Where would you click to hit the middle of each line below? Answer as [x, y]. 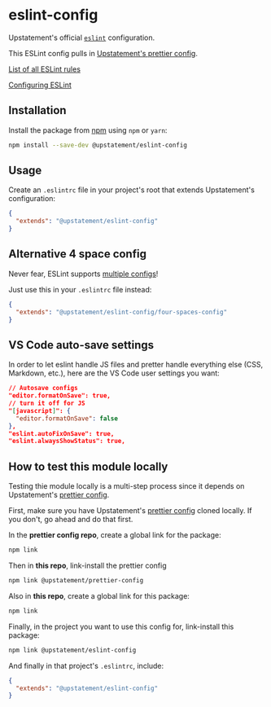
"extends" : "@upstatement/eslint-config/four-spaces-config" [122, 312]
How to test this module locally [88, 466]
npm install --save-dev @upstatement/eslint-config [98, 145]
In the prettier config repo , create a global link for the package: [115, 535]
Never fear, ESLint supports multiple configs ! [83, 274]
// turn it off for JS [47, 404]
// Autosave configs [44, 389]
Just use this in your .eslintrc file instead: [80, 289]
